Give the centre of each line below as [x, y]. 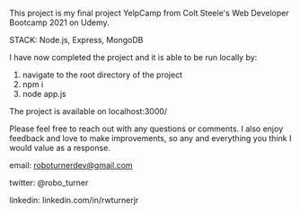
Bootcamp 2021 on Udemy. [59, 22]
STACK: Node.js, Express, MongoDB [76, 40]
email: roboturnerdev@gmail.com [71, 165]
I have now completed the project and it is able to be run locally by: [133, 57]
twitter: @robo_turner [49, 183]
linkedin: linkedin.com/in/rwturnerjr [74, 200]
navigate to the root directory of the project [102, 75]
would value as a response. [60, 148]
